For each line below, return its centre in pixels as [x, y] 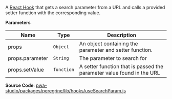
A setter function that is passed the [121, 67]
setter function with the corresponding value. [53, 13]
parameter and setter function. [116, 50]
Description [122, 35]
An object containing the [109, 44]
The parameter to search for [113, 58]
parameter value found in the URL [120, 73]
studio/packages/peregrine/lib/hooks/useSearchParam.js [66, 91]
